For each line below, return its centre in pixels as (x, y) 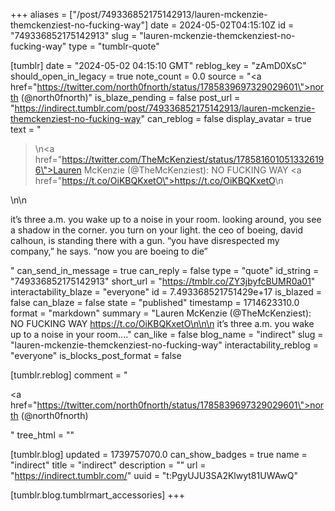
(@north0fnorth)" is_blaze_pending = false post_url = (130, 97)
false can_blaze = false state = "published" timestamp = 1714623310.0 (155, 302)
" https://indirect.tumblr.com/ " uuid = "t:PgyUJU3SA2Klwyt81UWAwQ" (154, 475)
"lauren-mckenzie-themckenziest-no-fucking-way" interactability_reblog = (165, 345)
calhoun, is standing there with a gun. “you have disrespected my (145, 240)
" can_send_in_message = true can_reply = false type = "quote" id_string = (165, 270)
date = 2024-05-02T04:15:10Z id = (222, 25)
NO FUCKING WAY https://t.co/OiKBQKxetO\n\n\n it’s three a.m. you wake (162, 323)
